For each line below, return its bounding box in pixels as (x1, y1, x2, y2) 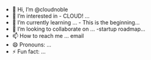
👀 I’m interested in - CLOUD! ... (12, 12, 90, 20)
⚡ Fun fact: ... (12, 48, 46, 55)
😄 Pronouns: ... (12, 41, 52, 48)
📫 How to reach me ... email (12, 32, 84, 39)
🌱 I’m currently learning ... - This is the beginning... (12, 19, 140, 26)
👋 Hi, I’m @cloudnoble (12, 6, 68, 13)
